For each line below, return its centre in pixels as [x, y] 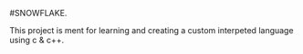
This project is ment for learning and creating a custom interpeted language [151, 30]
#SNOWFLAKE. [38, 13]
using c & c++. [37, 40]
